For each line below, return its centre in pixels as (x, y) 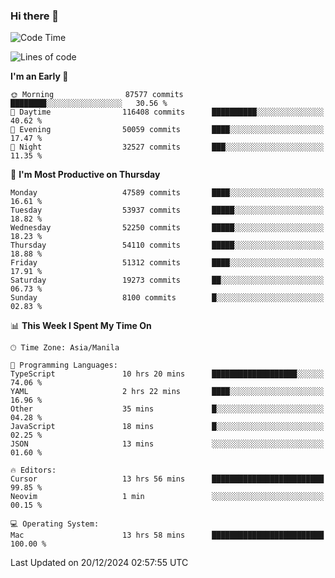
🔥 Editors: (33, 470)
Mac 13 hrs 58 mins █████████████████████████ (167, 535)
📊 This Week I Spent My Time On (81, 326)
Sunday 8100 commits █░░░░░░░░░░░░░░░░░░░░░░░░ (167, 298)
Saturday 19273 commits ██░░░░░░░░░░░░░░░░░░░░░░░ (167, 280)
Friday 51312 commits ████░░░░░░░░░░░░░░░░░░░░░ (167, 263)
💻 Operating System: (55, 524)
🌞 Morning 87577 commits (97, 95)
